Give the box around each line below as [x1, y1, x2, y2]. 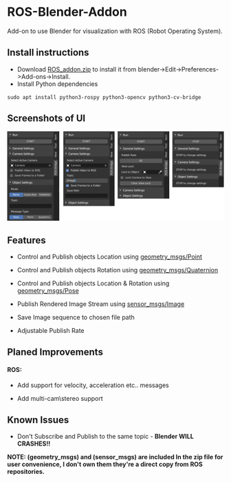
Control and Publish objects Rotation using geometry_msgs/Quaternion [16, 266, 219, 274]
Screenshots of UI [7, 113, 86, 124]
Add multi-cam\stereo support [16, 394, 103, 402]
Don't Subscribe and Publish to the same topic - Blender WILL [16, 432, 194, 441]
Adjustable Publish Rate [16, 327, 85, 335]
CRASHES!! [16, 439, 51, 448]
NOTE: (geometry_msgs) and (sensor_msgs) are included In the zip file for [7, 453, 223, 461]
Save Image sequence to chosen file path [16, 314, 135, 322]
